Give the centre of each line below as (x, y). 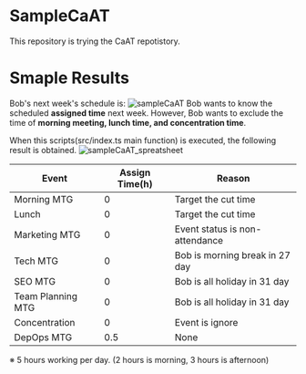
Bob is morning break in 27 (233, 255)
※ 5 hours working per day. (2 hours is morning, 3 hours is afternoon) (139, 359)
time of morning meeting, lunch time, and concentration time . (128, 122)
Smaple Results (70, 78)
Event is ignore (206, 322)
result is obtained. (43, 150)
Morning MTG (44, 199)
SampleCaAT (60, 16)
